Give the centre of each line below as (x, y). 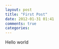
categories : (17, 28)
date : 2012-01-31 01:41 (30, 19)
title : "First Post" (27, 14)
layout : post (19, 10)
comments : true (21, 24)
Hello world (17, 42)
